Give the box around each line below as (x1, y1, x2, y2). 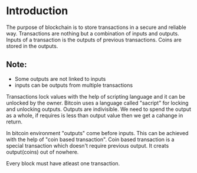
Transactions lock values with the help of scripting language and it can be (6, 93, 186, 100)
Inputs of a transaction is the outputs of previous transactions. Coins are (6, 36, 182, 43)
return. (6, 118, 22, 125)
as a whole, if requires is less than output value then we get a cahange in (6, 112, 183, 119)
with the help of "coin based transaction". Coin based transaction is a (6, 136, 175, 143)
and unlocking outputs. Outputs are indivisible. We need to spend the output (6, 105, 192, 113)
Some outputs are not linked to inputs (14, 75, 106, 82)
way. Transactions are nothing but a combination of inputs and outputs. (6, 30, 179, 37)
